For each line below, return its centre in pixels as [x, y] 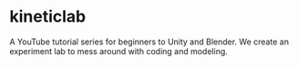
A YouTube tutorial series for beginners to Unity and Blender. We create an [149, 42]
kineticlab [48, 17]
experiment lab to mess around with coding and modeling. [118, 51]
